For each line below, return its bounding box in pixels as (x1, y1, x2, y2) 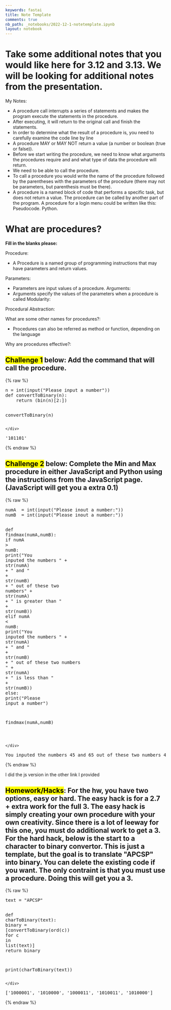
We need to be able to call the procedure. (12, 167, 100, 174)
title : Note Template (5, 12, 51, 17)
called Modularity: (12, 296, 51, 302)
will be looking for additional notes (5, 70, 154, 82)
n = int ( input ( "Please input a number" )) (5, 387, 110, 393)
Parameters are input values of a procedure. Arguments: (12, 285, 131, 291)
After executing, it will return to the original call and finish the (12, 118, 141, 125)
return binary (5, 948, 41, 954)
